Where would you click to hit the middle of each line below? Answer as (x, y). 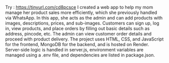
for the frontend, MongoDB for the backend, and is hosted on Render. (77, 44)
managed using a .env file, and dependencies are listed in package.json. (80, 55)
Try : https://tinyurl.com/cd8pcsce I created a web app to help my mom (79, 7)
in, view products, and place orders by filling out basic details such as (77, 28)
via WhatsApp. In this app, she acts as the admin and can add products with (84, 18)
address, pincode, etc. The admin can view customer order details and (78, 34)
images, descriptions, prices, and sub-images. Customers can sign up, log (82, 23)
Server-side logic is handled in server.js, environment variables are (74, 50)
